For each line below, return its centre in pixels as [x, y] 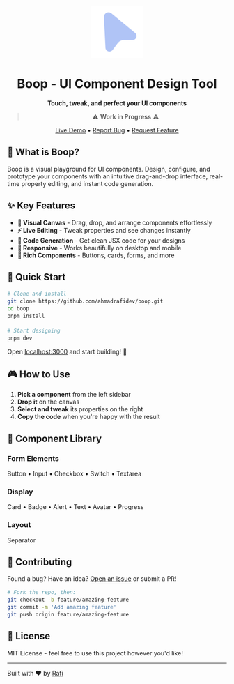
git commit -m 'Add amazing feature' [62, 607]
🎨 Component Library [55, 438]
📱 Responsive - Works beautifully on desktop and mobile [99, 248]
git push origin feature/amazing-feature [68, 615]
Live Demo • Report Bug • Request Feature [117, 130]
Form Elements [33, 458]
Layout [19, 525]
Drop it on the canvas [48, 402]
